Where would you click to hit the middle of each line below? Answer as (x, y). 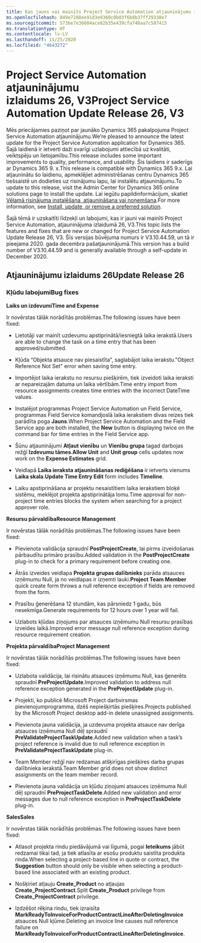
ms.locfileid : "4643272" (37, 46)
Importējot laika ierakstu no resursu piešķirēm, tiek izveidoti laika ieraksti (104, 378)
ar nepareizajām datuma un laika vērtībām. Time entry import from (96, 384)
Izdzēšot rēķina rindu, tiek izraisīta (57, 908)
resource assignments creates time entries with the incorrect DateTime (102, 390)
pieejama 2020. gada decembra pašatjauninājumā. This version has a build (98, 243)
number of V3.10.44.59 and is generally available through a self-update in (97, 250)
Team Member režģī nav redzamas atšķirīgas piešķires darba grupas (99, 762)
